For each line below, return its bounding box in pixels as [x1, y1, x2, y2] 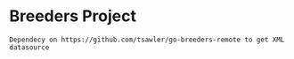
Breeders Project [9, 6, 136, 26]
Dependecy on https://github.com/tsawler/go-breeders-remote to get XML [9, 35, 285, 44]
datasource [9, 42, 50, 52]
